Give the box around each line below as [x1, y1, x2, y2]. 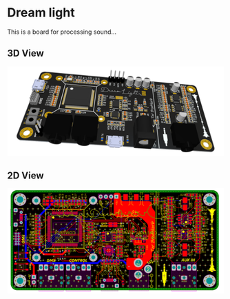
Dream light [7, 5, 75, 21]
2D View [7, 169, 44, 181]
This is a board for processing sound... [7, 28, 117, 36]
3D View [7, 48, 45, 59]
